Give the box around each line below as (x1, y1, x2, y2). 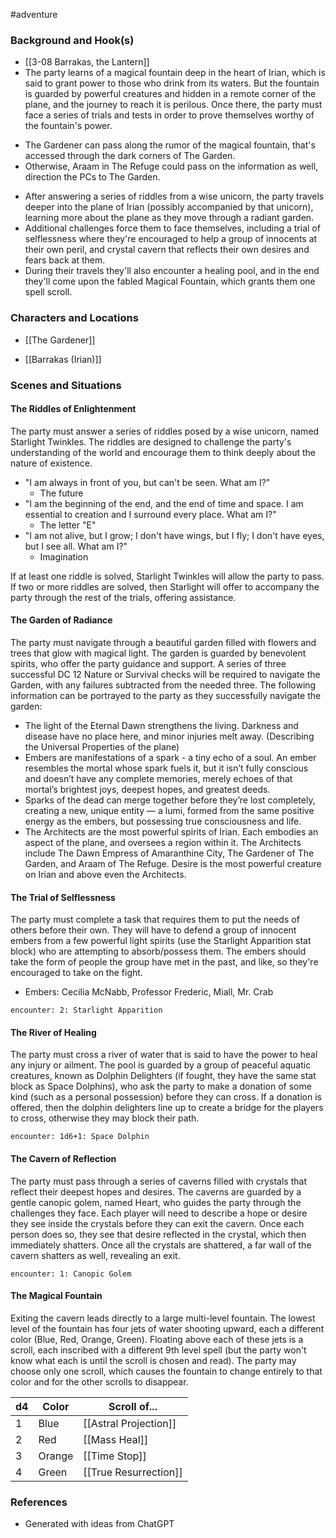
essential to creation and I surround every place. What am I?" (24, 508, 277, 520)
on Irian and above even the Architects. (24, 868, 187, 880)
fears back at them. (24, 254, 106, 266)
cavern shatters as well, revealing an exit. (10, 1249, 181, 1261)
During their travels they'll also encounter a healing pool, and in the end (24, 265, 320, 277)
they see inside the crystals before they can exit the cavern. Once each (10, 1217, 305, 1229)
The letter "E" (39, 519, 97, 531)
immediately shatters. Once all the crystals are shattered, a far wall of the (10, 1239, 312, 1251)
